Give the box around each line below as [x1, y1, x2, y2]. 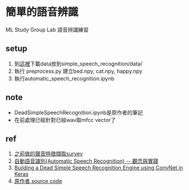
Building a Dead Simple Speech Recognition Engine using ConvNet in [14, 164, 183, 172]
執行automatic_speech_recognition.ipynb [14, 75, 115, 82]
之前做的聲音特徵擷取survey [14, 150, 84, 157]
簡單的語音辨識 [5, 5, 79, 19]
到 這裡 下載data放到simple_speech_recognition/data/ [14, 60, 143, 67]
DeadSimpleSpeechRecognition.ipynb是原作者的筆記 [14, 109, 143, 116]
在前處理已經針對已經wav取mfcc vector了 [14, 116, 116, 123]
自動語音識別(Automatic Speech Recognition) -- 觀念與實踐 [14, 157, 158, 165]
